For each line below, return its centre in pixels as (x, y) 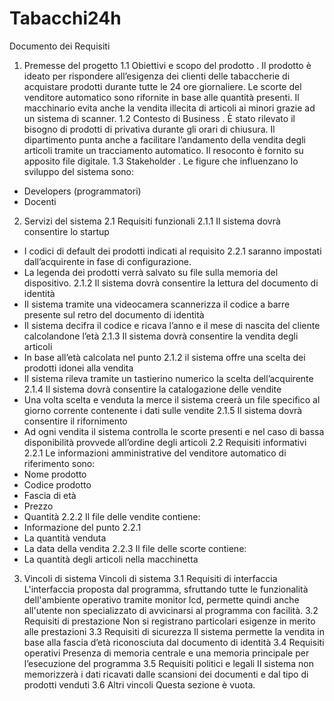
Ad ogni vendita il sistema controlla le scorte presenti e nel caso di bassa (174, 431)
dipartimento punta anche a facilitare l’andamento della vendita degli (164, 139)
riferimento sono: (59, 463)
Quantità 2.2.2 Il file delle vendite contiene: (112, 516)
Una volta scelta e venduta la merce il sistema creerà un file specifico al (172, 399)
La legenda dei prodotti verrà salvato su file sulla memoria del (151, 272)
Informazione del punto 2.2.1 (82, 527)
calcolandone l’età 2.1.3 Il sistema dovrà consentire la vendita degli (161, 336)
